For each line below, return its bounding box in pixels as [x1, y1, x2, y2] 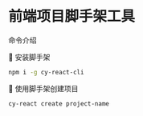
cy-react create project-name [8, 99, 110, 108]
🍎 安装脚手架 [8, 52, 51, 62]
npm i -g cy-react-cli [8, 68, 84, 76]
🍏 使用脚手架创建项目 [8, 83, 79, 93]
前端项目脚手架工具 [8, 7, 136, 26]
